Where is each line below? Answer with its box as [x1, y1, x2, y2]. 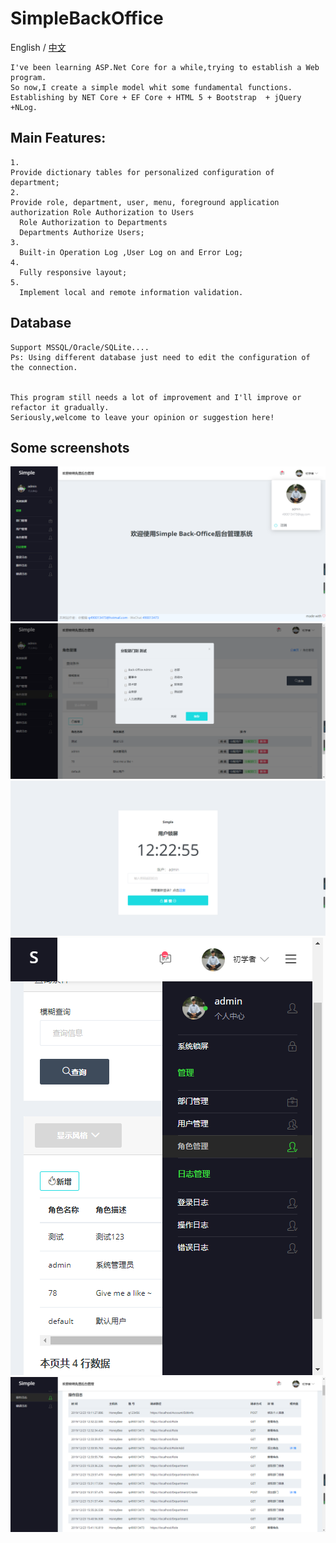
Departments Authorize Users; [19, 227, 145, 237]
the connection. [10, 362, 78, 372]
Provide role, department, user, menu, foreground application [10, 197, 280, 207]
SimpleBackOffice [10, 7, 164, 30]
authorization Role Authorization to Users [10, 207, 195, 217]
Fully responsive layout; [19, 267, 128, 277]
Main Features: [10, 130, 107, 147]
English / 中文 [10, 41, 67, 53]
